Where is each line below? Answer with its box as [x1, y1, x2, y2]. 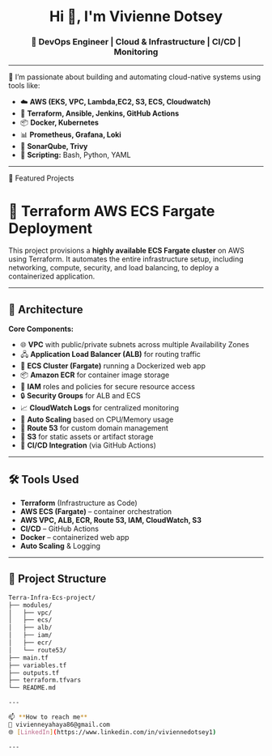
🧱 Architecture [8, 303, 83, 316]
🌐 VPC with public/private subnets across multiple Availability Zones [19, 340, 249, 350]
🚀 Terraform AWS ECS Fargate [8, 202, 215, 220]
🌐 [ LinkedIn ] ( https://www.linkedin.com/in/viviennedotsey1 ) [8, 728, 217, 736]
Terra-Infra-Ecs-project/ [8, 593, 96, 601]
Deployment [8, 219, 93, 237]
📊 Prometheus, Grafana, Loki [19, 130, 121, 140]
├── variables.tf [8, 661, 67, 669]
